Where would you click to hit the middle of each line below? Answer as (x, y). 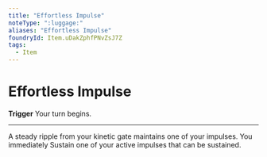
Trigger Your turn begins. (50, 113)
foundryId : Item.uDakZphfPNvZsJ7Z (66, 38)
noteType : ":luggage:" (46, 23)
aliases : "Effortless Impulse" (60, 30)
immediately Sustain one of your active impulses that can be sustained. (125, 144)
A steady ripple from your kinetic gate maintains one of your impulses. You (130, 136)
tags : (17, 45)
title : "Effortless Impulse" (56, 15)
